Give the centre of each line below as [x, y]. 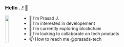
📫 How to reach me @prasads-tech [65, 39]
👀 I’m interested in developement [62, 23]
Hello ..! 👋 [17, 8]
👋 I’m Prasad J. [44, 18]
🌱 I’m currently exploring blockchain [65, 29]
